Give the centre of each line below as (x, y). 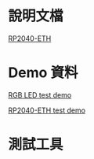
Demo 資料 (43, 73)
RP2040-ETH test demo (47, 110)
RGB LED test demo (40, 94)
